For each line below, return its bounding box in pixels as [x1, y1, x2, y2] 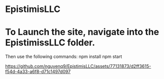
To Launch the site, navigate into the [5, 26, 159, 38]
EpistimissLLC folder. [5, 37, 95, 48]
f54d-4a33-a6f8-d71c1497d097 [5, 68, 71, 74]
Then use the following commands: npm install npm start [5, 53, 122, 59]
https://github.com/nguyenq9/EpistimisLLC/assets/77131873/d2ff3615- [5, 63, 151, 69]
